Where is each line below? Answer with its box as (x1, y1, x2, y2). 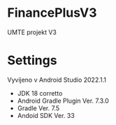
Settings (7, 52, 57, 68)
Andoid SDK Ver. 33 (17, 111, 75, 119)
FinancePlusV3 (7, 5, 97, 21)
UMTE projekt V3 (7, 28, 57, 36)
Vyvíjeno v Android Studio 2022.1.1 (7, 75, 107, 84)
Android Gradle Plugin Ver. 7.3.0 (17, 96, 110, 105)
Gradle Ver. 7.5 (17, 103, 60, 112)
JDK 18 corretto (17, 89, 63, 97)
